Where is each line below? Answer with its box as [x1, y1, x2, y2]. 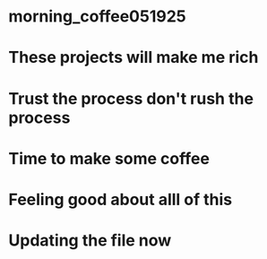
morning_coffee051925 [8, 6, 186, 27]
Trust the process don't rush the [8, 88, 254, 108]
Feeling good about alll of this [8, 189, 233, 210]
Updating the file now [8, 230, 172, 251]
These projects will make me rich [8, 47, 259, 68]
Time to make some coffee [8, 148, 210, 168]
